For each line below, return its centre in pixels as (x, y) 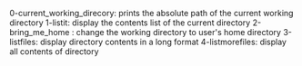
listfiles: (24, 42)
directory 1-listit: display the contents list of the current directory (130, 23)
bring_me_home (40, 32)
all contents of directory (54, 52)
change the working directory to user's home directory (179, 32)
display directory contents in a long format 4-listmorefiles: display (163, 42)
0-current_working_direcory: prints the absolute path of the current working (151, 13)
